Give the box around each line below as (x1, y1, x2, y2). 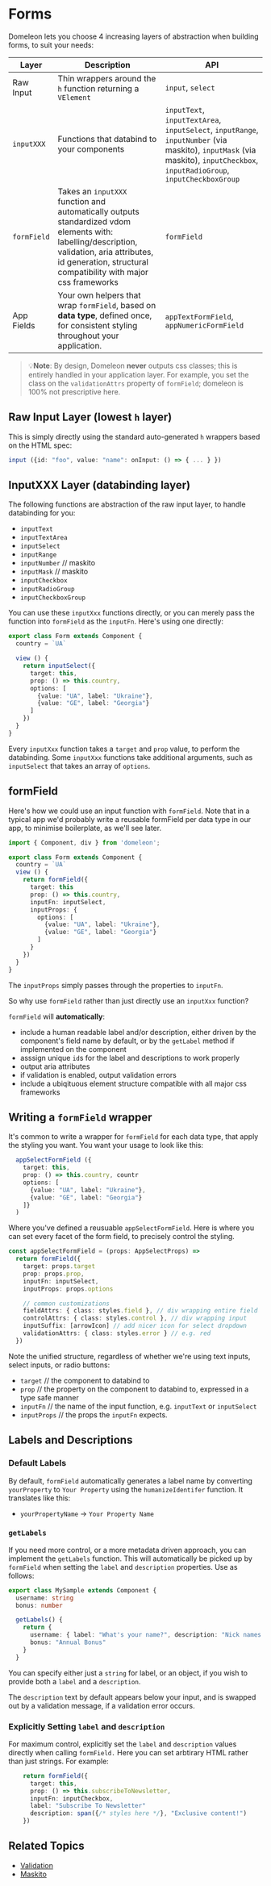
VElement (57, 93, 91, 102)
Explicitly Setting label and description (8, 1721, 165, 1732)
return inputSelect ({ (23, 662, 95, 670)
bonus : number (15, 1601, 63, 1609)
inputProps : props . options (23, 1284, 114, 1293)
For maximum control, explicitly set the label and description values (8, 1739, 237, 1749)
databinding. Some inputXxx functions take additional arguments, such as (8, 752, 253, 762)
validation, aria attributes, (57, 246, 154, 257)
